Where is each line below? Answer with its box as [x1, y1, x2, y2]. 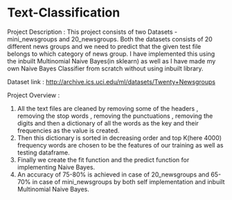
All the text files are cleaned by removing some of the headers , [17, 104, 199, 112]
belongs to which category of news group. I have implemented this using [7, 50, 215, 58]
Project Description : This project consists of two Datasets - [7, 28, 178, 36]
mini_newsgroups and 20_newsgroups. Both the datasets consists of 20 [7, 34, 213, 43]
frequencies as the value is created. [17, 126, 120, 134]
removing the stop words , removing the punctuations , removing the [17, 112, 213, 120]
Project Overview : [7, 91, 60, 99]
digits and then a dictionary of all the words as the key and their [17, 119, 199, 127]
